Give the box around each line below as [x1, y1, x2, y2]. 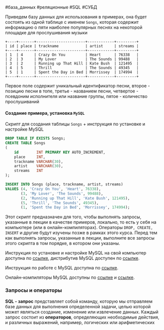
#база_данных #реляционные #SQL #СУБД [5, 4, 97, 10]
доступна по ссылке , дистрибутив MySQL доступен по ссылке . [5, 255, 140, 261]
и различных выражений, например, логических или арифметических [5, 319, 155, 325]
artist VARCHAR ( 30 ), [14, 164, 64, 168]
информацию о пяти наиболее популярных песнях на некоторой [5, 24, 143, 30]
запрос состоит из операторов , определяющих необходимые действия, [5, 314, 160, 320]
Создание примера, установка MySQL [5, 110, 85, 116]
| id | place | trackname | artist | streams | [5, 44, 139, 49]
